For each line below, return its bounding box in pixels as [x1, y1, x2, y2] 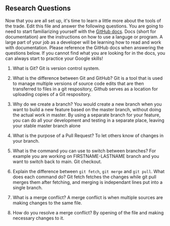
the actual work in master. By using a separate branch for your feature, [12, 112, 161, 118]
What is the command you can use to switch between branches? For [12, 147, 156, 154]
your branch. [12, 138, 40, 144]
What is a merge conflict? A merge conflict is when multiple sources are [12, 194, 163, 200]
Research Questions [5, 4, 71, 13]
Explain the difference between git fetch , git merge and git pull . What [12, 168, 165, 174]
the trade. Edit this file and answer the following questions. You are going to [5, 23, 163, 29]
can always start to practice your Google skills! [5, 55, 103, 61]
